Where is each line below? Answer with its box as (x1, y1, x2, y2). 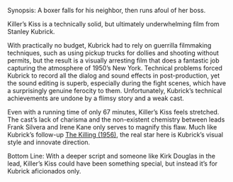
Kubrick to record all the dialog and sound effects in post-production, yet (7, 71, 220, 80)
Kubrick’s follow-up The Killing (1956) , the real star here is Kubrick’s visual (7, 131, 224, 139)
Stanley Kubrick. (7, 28, 55, 36)
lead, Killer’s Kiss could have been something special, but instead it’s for (7, 159, 218, 168)
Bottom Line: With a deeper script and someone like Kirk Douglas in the (7, 152, 216, 160)
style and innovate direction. (7, 138, 91, 146)
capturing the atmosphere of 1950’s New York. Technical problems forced (7, 64, 223, 72)
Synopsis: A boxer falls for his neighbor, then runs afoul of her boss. (7, 6, 206, 14)
